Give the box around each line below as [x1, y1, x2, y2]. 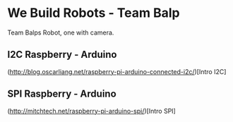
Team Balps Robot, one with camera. [7, 28, 114, 37]
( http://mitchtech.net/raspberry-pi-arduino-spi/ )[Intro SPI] [7, 106, 177, 115]
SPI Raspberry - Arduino [7, 88, 116, 100]
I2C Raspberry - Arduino [7, 49, 117, 61]
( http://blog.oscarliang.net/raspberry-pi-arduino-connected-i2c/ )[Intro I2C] [7, 67, 227, 75]
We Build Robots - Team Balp [7, 5, 180, 21]
